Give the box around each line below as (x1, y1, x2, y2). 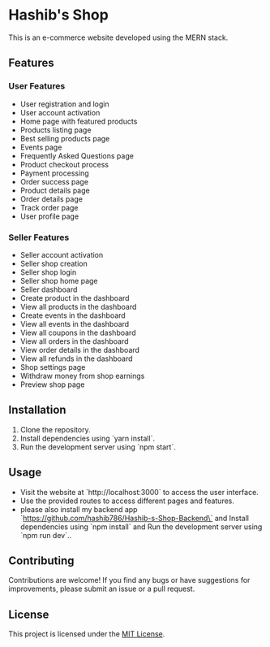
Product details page (19, 185, 91, 195)
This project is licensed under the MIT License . (8, 629, 165, 639)
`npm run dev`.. (19, 530, 72, 540)
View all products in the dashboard (19, 302, 137, 311)
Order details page (19, 193, 84, 204)
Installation (8, 403, 66, 417)
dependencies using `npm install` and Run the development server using (19, 522, 263, 532)
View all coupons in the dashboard (19, 328, 136, 337)
